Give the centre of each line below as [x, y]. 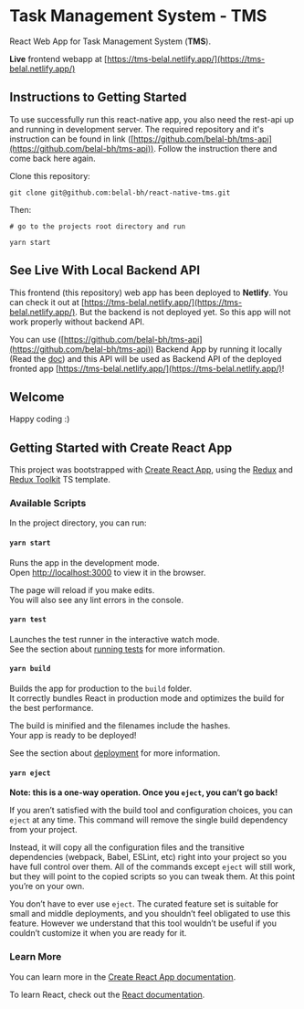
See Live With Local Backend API [105, 271]
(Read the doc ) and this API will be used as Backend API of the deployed [146, 358]
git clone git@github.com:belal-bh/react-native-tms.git [120, 193]
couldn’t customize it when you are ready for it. [98, 933]
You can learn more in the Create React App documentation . [123, 977]
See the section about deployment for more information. [115, 753]
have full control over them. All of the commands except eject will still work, [152, 867]
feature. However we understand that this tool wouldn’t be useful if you [143, 923]
